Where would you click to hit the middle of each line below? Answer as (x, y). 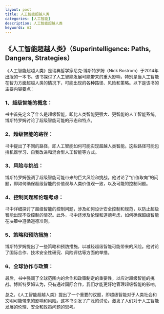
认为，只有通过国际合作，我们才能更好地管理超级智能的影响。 (97, 284)
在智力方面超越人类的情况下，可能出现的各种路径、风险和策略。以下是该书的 (82, 83)
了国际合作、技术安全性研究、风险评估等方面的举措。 (59, 252)
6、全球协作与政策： (29, 267)
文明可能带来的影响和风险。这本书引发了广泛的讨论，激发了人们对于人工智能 (82, 300)
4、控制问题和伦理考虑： (34, 197)
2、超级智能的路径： (29, 134)
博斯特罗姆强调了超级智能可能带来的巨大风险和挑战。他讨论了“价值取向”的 (80, 177)
